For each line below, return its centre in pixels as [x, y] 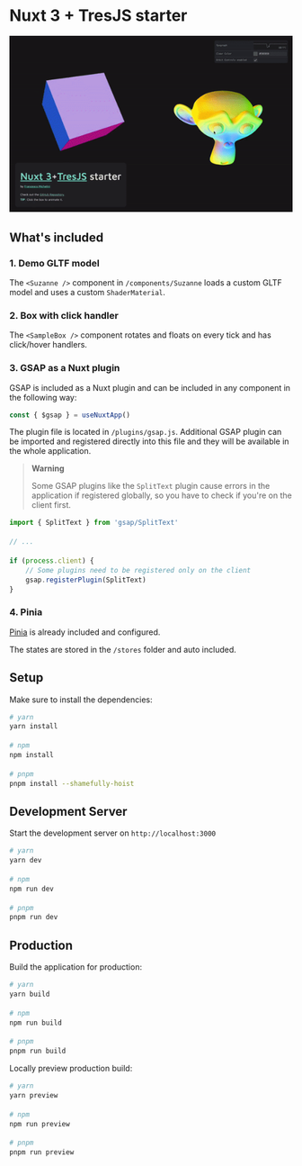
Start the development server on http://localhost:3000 [113, 833]
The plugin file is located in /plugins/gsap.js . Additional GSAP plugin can [146, 432]
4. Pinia [26, 612]
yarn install [34, 727]
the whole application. [50, 451]
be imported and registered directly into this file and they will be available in [149, 441]
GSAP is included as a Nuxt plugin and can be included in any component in [150, 387]
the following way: [43, 397]
